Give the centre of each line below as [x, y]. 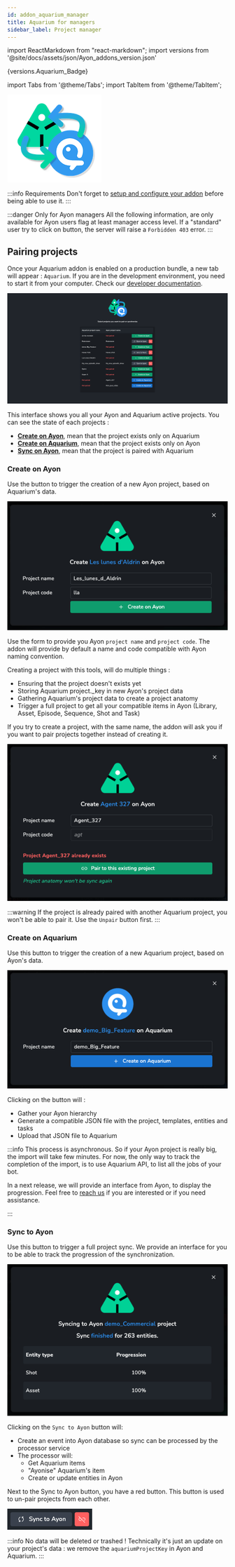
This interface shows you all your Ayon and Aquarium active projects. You [113, 414]
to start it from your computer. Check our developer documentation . [105, 283]
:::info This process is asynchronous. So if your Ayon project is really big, [112, 1149]
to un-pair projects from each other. [59, 1499]
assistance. [24, 1200]
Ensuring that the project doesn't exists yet [79, 683]
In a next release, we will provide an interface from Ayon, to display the [109, 1185]
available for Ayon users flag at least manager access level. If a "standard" [114, 222]
